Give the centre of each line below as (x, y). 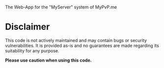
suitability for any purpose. (32, 50)
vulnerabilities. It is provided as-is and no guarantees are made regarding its (82, 45)
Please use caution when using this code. (48, 60)
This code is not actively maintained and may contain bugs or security (76, 40)
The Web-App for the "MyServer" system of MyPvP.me (61, 7)
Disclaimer (27, 27)
